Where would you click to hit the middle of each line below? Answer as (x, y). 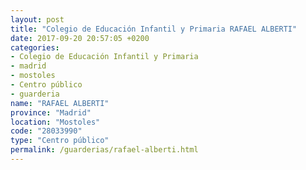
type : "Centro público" (60, 141)
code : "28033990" (46, 131)
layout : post (37, 19)
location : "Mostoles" (55, 122)
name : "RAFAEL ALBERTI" (60, 103)
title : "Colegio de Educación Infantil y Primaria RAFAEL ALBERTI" (154, 29)
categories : (35, 47)
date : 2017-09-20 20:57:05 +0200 (80, 38)
